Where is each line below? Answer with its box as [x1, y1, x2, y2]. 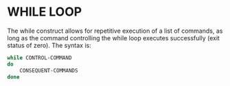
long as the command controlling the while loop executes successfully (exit [7, 33, 220, 42]
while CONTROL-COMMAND [7, 54, 72, 61]
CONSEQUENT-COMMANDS [19, 67, 78, 74]
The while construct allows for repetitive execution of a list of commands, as [7, 27, 223, 35]
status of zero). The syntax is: [7, 41, 91, 49]
